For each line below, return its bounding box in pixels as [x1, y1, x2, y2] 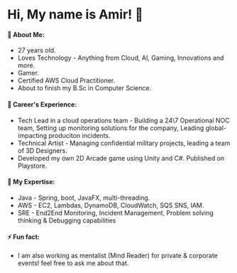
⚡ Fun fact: [7, 232, 40, 241]
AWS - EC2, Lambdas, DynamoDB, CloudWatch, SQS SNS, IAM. [17, 200, 204, 209]
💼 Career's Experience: [7, 100, 77, 109]
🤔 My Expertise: [7, 178, 55, 186]
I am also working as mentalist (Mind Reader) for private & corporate [17, 252, 218, 259]
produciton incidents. [48, 131, 111, 139]
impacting [17, 131, 48, 139]
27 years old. [17, 46, 56, 55]
